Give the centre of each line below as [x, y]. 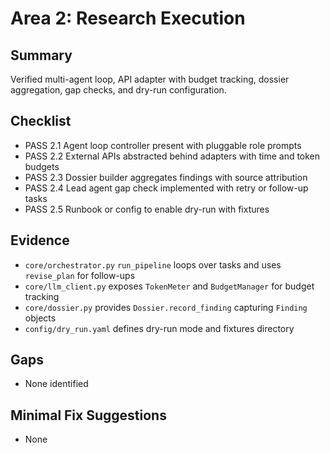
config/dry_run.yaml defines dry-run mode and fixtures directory [159, 328]
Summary [41, 55]
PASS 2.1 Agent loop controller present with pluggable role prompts [163, 145]
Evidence [40, 240]
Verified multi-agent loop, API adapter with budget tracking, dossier [150, 79]
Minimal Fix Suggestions [88, 415]
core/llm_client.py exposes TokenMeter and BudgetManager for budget [169, 286]
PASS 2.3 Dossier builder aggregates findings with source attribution [166, 177]
